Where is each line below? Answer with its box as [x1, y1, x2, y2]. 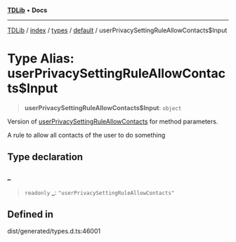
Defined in [7, 208, 54, 220]
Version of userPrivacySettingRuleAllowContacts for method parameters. [7, 117, 218, 126]
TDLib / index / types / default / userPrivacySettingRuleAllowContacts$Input [7, 26, 228, 34]
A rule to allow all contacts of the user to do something [7, 130, 166, 139]
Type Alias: [7, 51, 75, 67]
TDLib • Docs [7, 6, 48, 14]
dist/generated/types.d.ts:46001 [7, 227, 100, 236]
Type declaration [7, 151, 83, 163]
